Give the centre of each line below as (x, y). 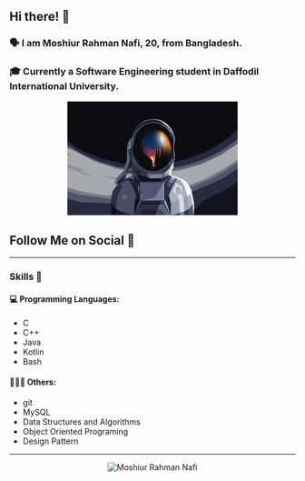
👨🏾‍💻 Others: (33, 382)
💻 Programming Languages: (64, 299)
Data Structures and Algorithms (81, 421)
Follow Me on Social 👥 (72, 240)
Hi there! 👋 (40, 17)
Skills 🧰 (26, 276)
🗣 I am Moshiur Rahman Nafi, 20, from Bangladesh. (126, 44)
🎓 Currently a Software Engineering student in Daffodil (134, 72)
